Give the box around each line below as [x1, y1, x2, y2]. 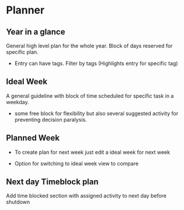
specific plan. [6, 49, 39, 56]
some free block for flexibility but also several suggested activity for [14, 109, 179, 117]
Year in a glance [6, 27, 65, 37]
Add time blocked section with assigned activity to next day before [6, 192, 167, 199]
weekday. [6, 98, 29, 105]
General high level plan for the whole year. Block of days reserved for [6, 42, 173, 49]
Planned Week [6, 133, 60, 143]
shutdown [6, 198, 30, 205]
